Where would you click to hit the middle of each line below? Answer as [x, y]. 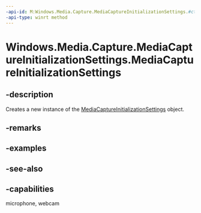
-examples [26, 148]
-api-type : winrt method [37, 17]
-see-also [24, 169]
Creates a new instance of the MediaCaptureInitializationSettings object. [95, 109]
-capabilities [30, 189]
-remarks [23, 127]
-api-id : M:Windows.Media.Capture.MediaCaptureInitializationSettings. [97, 12]
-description [29, 94]
